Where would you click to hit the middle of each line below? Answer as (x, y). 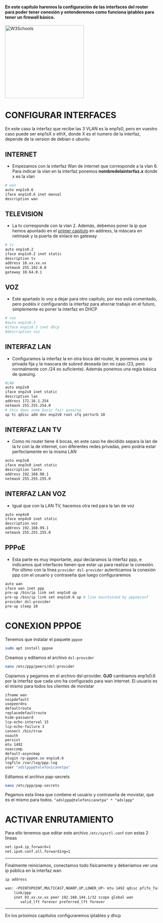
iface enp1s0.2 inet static (33, 254)
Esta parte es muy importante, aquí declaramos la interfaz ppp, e (77, 559)
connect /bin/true (24, 731)
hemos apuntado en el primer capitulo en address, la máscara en (77, 231)
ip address (16, 880)
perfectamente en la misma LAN (44, 452)
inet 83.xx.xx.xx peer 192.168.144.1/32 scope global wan (73, 897)
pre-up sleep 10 (21, 607)
